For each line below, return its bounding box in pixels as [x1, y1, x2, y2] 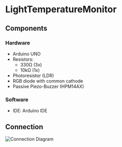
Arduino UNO [12, 51, 41, 57]
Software [5, 96, 29, 103]
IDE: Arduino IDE [12, 108, 47, 114]
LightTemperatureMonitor [5, 4, 117, 15]
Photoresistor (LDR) [12, 72, 54, 79]
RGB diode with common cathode [12, 78, 83, 84]
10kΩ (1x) [20, 67, 40, 73]
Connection [5, 122, 43, 131]
